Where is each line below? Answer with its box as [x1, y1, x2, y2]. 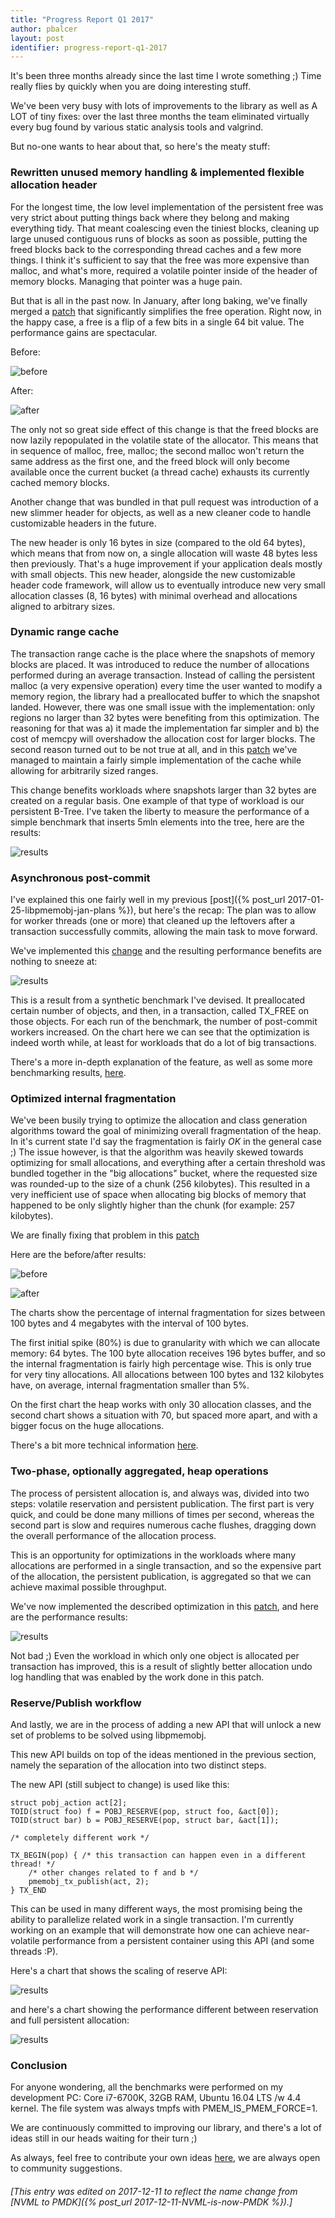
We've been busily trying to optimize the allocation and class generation [10, 1114, 308, 1126]
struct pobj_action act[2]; [10, 1798, 128, 1808]
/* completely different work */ [10, 1833, 150, 1843]
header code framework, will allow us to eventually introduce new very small [10, 579, 326, 591]
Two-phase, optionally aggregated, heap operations [10, 1464, 269, 1478]
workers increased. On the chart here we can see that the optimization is [10, 1026, 310, 1038]
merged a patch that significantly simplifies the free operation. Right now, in [10, 305, 322, 317]
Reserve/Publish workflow [10, 1696, 142, 1710]
